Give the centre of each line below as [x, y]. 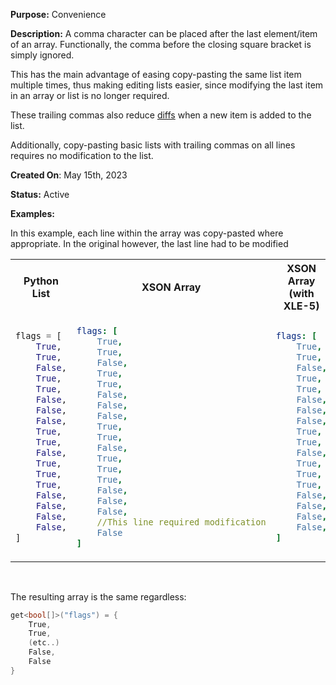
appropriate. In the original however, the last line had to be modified [149, 243]
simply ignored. [42, 55]
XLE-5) [301, 306]
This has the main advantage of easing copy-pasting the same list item [156, 74]
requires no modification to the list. [82, 155]
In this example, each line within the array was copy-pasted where [147, 233]
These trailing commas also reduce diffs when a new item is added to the [161, 115]
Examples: [32, 213]
